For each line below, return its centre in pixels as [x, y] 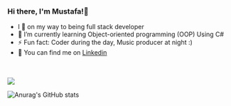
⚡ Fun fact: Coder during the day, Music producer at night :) [105, 43]
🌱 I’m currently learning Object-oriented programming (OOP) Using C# [121, 34]
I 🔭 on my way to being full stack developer [81, 27]
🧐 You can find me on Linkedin [62, 53]
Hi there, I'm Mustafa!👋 [48, 11]
